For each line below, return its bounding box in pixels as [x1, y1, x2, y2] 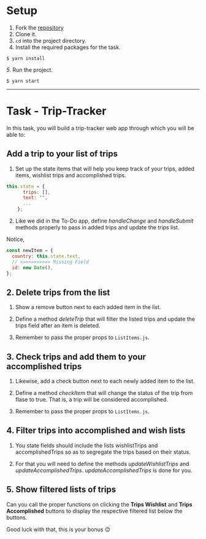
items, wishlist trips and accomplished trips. [15, 171, 127, 178]
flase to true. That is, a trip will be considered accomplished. [15, 396, 169, 403]
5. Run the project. [6, 66, 53, 74]
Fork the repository [15, 24, 64, 31]
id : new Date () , [12, 264, 53, 270]
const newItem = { [6, 248, 53, 254]
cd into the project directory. [15, 37, 87, 44]
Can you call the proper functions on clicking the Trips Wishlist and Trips [6, 500, 193, 508]
